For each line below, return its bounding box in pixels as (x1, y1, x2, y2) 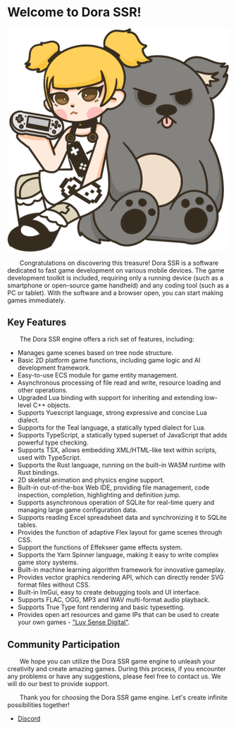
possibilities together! (7, 701, 70, 709)
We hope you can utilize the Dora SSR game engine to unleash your (20, 657, 216, 666)
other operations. (17, 386, 68, 394)
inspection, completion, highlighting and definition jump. (17, 491, 181, 499)
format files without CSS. (17, 580, 90, 589)
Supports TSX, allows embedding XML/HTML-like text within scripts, (17, 446, 217, 454)
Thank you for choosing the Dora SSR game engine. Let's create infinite (20, 693, 228, 702)
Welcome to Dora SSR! (7, 4, 142, 20)
